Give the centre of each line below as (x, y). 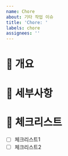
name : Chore (20, 11)
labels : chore (23, 28)
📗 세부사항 (30, 93)
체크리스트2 (28, 147)
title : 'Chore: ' (27, 22)
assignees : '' (23, 33)
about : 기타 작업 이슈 (30, 17)
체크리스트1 (27, 140)
